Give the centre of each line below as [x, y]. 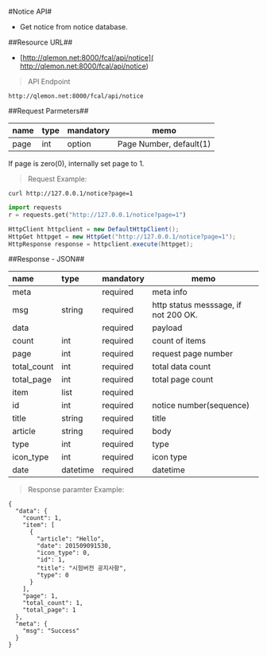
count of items [179, 341]
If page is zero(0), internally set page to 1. [76, 163]
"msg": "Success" [51, 631]
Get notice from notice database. [74, 27]
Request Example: [57, 179]
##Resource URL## [41, 42]
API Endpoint [49, 82]
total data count [182, 367]
